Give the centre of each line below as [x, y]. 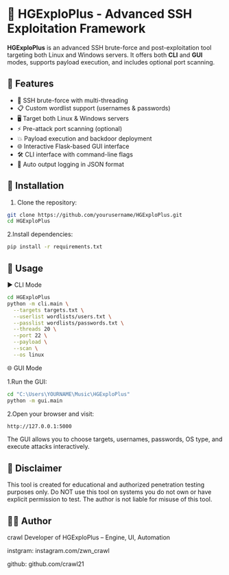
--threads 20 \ [35, 329]
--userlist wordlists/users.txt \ [62, 316]
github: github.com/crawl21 [46, 564]
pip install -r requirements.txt [55, 247]
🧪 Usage [25, 268]
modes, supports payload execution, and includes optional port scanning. [111, 62]
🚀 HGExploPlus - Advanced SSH [100, 14]
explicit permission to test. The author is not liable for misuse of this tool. [110, 500]
